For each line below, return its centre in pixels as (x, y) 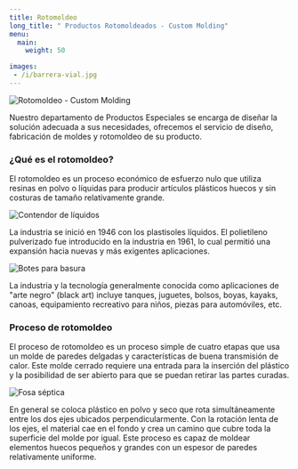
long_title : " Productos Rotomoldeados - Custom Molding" (119, 26)
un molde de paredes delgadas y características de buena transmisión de (144, 356)
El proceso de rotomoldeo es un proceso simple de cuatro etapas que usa (145, 347)
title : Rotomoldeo (43, 17)
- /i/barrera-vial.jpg (55, 75)
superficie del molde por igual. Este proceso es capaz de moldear (130, 438)
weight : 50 (45, 51)
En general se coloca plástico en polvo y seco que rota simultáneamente (142, 409)
